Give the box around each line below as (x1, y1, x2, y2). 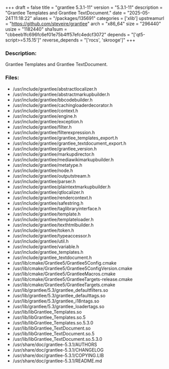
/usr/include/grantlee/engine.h (12, 113, 77, 119)
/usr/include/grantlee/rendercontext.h (12, 194, 92, 201)
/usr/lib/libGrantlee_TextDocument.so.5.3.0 (12, 336, 103, 342)
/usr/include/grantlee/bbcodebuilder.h (12, 97, 93, 103)
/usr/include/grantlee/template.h (12, 211, 81, 217)
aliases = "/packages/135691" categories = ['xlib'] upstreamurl (33, 15, 164, 21)
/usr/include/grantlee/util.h (12, 238, 69, 244)
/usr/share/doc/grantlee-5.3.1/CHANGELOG (12, 346, 104, 353)
